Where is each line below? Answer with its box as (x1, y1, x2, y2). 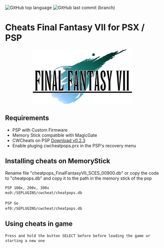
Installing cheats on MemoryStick (5, 157, 110, 165)
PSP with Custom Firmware (12, 127, 68, 133)
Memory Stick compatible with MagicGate (12, 132, 97, 138)
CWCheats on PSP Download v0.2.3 (12, 137, 86, 143)
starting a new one (5, 238, 45, 243)
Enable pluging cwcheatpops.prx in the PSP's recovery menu (12, 143, 137, 149)
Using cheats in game (5, 219, 73, 228)
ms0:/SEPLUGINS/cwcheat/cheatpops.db (5, 190, 82, 195)
